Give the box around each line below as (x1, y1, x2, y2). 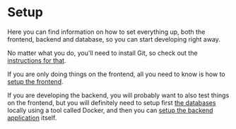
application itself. (7, 113, 57, 122)
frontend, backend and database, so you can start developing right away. (7, 35, 221, 43)
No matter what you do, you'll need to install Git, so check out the (7, 49, 198, 57)
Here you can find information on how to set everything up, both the (7, 27, 206, 36)
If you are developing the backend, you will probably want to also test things (7, 91, 230, 99)
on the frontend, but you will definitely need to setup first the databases (7, 98, 216, 106)
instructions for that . (7, 56, 66, 64)
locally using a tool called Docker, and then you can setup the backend (7, 106, 213, 114)
